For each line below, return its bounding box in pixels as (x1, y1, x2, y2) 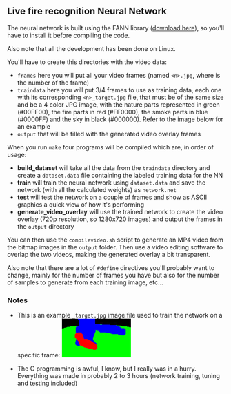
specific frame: (17, 351, 61, 360)
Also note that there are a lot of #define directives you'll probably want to (7, 263, 215, 271)
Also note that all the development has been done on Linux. (7, 44, 176, 52)
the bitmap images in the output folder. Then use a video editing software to (7, 242, 223, 251)
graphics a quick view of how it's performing (17, 200, 145, 209)
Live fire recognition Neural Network (7, 6, 167, 17)
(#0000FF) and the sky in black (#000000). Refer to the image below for (17, 115, 224, 123)
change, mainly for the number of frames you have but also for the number (7, 271, 220, 279)
